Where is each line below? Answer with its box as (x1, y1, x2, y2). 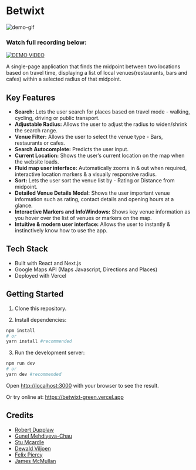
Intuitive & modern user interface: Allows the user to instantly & (14, 221, 171, 228)
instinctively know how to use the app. (14, 227, 107, 234)
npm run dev (6, 361, 35, 366)
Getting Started (6, 289, 64, 299)
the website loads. (14, 158, 59, 165)
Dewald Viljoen (14, 445, 51, 452)
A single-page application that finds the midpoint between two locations (6, 63, 181, 70)
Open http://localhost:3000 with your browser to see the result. (6, 382, 160, 389)
